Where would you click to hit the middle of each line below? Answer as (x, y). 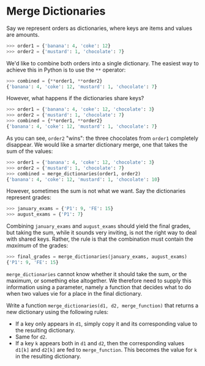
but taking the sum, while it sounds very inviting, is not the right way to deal (102, 233)
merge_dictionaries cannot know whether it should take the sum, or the (97, 274)
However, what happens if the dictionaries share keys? (75, 98)
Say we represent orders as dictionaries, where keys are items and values (99, 28)
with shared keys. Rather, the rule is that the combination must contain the (100, 239)
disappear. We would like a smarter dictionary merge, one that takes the (97, 144)
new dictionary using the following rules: (58, 312)
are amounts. (23, 34)
